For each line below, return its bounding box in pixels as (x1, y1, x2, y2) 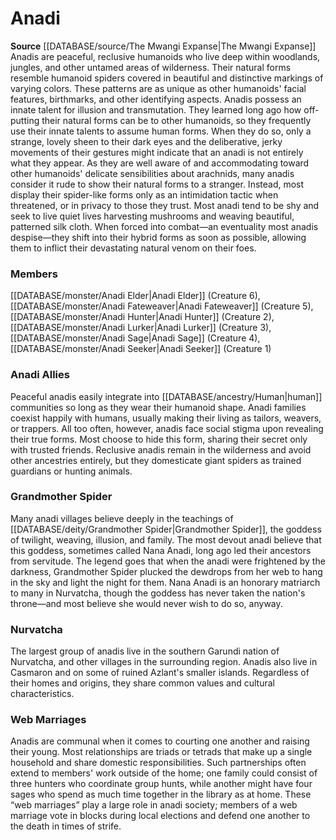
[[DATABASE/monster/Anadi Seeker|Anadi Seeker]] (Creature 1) (10, 343, 272, 355)
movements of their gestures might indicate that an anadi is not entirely (10, 146, 304, 158)
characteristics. (10, 688, 75, 700)
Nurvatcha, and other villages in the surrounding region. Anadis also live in (10, 656, 318, 668)
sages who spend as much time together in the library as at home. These (10, 788, 312, 801)
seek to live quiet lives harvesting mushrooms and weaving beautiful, (10, 210, 295, 222)
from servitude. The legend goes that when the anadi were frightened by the (10, 555, 326, 567)
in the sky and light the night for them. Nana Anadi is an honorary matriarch (10, 576, 321, 588)
